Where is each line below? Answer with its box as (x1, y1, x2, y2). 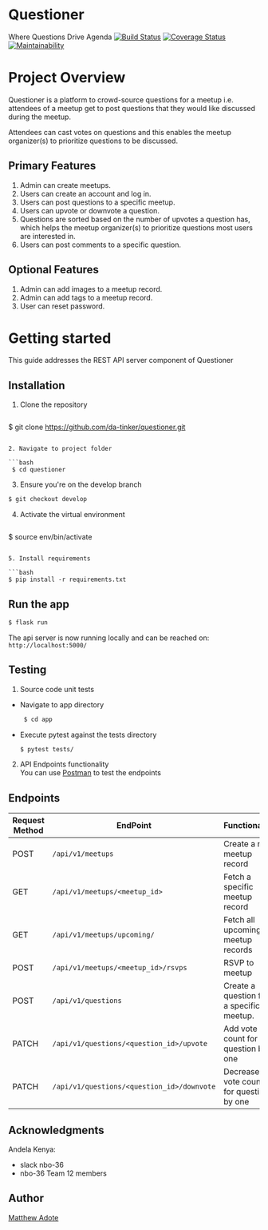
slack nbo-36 (19, 1160, 64, 1169)
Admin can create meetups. (19, 180, 112, 189)
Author (8, 1192, 44, 1205)
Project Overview (8, 69, 126, 87)
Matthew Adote (8, 1212, 59, 1222)
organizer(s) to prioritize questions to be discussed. (8, 136, 178, 145)
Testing (8, 663, 47, 677)
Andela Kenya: (8, 1144, 56, 1154)
